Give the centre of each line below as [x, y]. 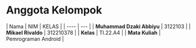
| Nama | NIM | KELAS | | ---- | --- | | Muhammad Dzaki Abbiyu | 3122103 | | [98, 26]
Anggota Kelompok [54, 10]
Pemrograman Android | [35, 39]
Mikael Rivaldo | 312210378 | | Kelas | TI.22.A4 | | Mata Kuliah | [83, 32]
